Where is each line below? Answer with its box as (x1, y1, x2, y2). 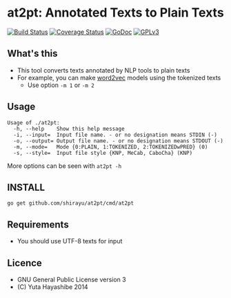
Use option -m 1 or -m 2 (27, 81, 94, 89)
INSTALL (7, 181, 46, 193)
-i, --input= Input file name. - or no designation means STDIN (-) (13, 131, 217, 138)
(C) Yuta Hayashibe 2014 (17, 283, 88, 291)
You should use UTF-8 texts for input (17, 237, 123, 245)
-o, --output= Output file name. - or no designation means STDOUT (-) (13, 137, 224, 145)
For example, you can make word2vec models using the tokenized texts (17, 73, 221, 82)
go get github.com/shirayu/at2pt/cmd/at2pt (7, 200, 134, 207)
